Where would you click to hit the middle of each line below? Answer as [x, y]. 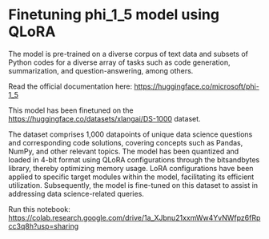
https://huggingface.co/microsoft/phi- [197, 86]
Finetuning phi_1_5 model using [114, 15]
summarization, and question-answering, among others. [101, 70]
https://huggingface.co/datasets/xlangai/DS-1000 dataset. [105, 118]
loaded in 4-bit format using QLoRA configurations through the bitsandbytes [134, 159]
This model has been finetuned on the [71, 110]
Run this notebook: [39, 209]
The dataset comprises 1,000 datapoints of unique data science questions [130, 134]
